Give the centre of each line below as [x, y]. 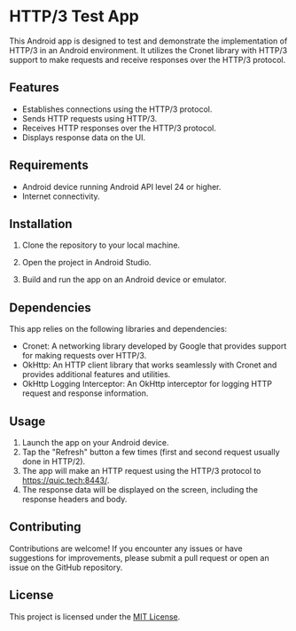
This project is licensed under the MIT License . [95, 616]
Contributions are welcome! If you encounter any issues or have [126, 548]
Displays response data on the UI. [84, 137]
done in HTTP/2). [54, 461]
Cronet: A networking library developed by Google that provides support [154, 346]
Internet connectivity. [61, 196]
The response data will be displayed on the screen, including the [140, 489]
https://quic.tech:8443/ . [66, 480]
